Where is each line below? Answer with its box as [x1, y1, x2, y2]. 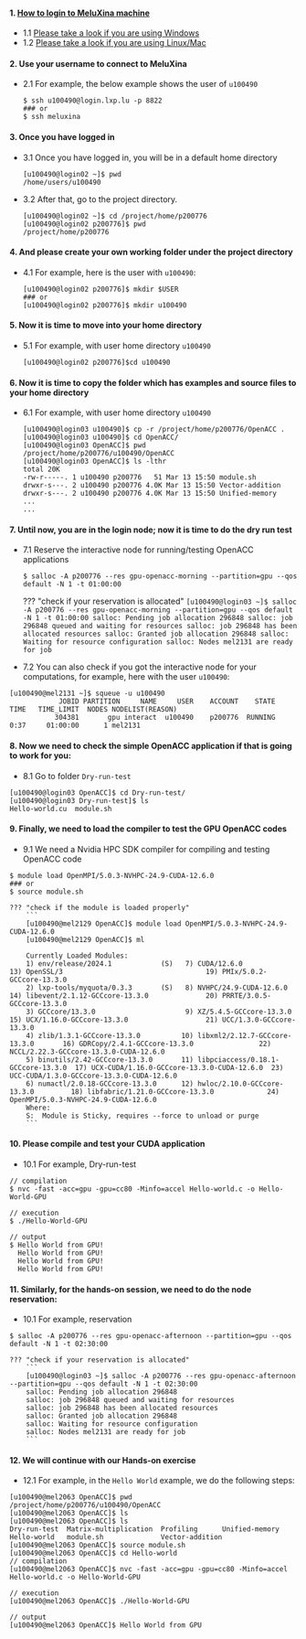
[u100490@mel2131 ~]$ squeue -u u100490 [9, 689, 166, 699]
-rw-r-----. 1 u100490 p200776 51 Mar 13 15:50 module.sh [22, 473, 257, 482]
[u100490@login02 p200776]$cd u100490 [22, 358, 171, 368]
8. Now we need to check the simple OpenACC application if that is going [9, 741, 292, 752]
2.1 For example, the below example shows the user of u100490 [22, 79, 259, 90]
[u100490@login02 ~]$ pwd [22, 169, 121, 178]
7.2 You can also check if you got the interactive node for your [22, 661, 258, 672]
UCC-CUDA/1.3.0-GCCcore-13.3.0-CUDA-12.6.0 [9, 1071, 178, 1080]
